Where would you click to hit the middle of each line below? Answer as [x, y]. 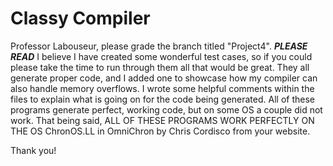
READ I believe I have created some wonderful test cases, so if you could [161, 56]
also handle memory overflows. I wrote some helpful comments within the [162, 88]
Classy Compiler [80, 18]
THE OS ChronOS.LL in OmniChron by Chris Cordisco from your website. [160, 131]
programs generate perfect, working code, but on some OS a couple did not [166, 109]
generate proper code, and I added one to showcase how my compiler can [164, 78]
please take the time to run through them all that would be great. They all [160, 67]
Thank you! [33, 150]
